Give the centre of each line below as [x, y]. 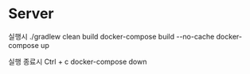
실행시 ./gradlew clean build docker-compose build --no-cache [111, 36]
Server [31, 14]
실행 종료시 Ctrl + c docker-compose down [78, 61]
